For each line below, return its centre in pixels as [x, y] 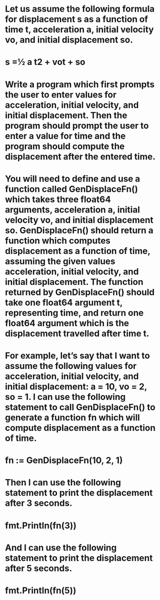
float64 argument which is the [67, 323]
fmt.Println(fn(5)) [41, 590]
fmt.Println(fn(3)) [41, 525]
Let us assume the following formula [80, 9]
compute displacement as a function [80, 428]
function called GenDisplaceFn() [72, 189]
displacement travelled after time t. [77, 333]
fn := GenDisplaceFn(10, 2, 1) [64, 460]
